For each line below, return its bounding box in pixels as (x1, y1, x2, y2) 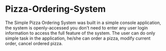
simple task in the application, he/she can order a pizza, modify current (5, 35, 151, 41)
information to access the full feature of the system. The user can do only (5, 30, 156, 36)
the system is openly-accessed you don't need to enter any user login (5, 25, 148, 30)
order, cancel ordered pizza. (5, 40, 63, 46)
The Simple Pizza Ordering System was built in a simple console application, (5, 20, 161, 25)
